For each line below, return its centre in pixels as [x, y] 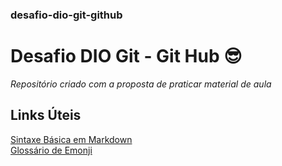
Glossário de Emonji [51, 150]
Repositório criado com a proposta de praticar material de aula [141, 84]
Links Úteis [46, 115]
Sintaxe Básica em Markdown [71, 139]
